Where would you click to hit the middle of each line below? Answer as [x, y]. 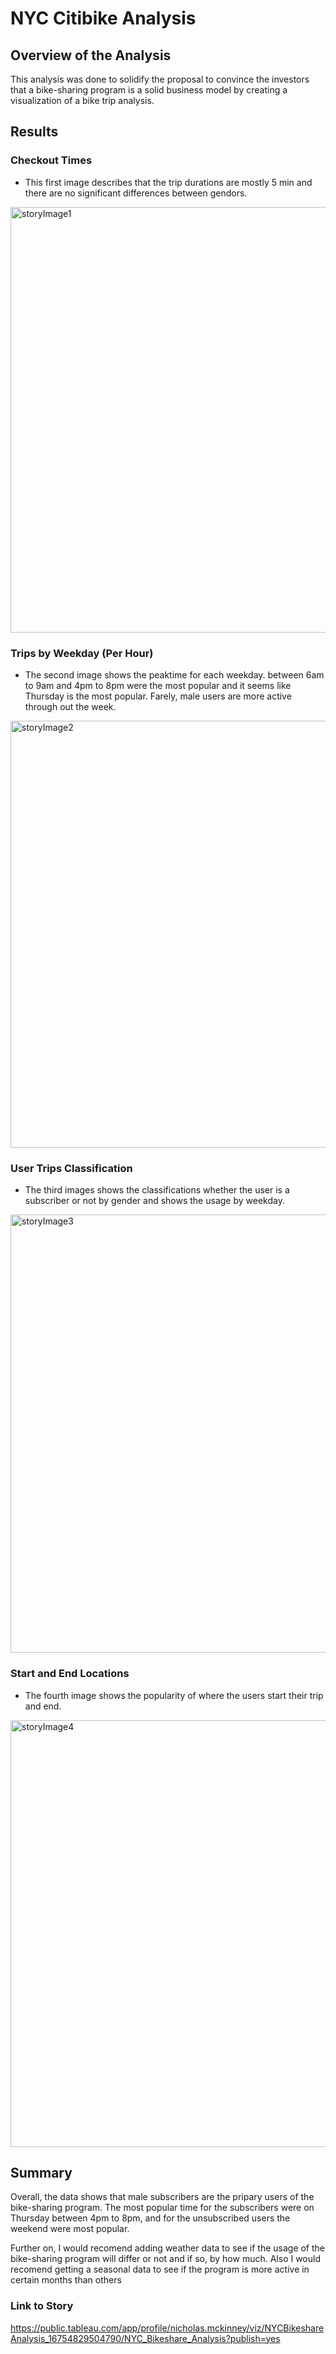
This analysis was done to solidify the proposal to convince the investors [160, 79]
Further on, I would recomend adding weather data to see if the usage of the [168, 2248]
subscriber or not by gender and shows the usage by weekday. [154, 1201]
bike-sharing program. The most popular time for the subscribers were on [162, 2208]
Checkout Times [51, 160]
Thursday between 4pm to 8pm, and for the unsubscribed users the [150, 2218]
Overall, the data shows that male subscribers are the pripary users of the [162, 2197]
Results [34, 132]
